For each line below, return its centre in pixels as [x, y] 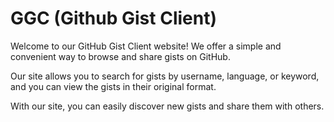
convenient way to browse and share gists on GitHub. [120, 56]
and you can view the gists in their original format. [113, 86]
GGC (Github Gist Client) [113, 18]
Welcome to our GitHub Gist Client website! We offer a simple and [146, 46]
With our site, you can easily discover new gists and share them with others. [167, 106]
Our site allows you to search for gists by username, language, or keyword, [165, 76]
